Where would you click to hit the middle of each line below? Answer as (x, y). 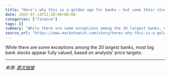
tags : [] (14, 24)
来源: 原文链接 (20, 67)
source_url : (18, 33)
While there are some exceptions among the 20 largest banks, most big (80, 47)
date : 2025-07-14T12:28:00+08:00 (40, 14)
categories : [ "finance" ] (31, 19)
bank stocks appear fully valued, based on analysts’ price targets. (74, 52)
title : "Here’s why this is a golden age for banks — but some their (80, 10)
